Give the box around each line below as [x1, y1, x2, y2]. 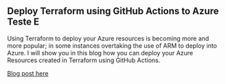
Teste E [7, 16, 40, 28]
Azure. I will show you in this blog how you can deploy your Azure [7, 48, 194, 57]
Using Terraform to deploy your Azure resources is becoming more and [7, 34, 210, 42]
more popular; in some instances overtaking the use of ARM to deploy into [7, 41, 218, 50]
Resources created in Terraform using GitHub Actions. [7, 56, 161, 64]
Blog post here [7, 69, 49, 77]
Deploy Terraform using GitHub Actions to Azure [7, 5, 219, 17]
